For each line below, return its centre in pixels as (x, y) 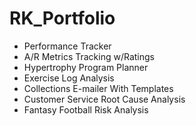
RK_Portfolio (62, 18)
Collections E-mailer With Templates (98, 88)
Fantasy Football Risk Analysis (86, 109)
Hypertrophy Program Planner (86, 67)
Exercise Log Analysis (69, 78)
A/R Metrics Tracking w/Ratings (89, 56)
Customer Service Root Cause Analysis (104, 99)
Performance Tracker (67, 46)
